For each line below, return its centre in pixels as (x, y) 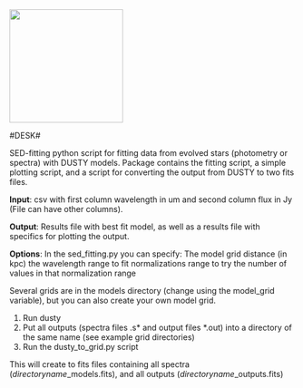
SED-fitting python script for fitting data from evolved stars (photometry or (149, 153)
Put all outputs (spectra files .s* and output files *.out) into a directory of (157, 327)
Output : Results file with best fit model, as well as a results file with (135, 227)
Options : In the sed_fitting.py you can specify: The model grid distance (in (148, 254)
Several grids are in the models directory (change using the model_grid (142, 291)
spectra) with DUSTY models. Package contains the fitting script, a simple (148, 163)
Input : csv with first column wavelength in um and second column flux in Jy (151, 199)
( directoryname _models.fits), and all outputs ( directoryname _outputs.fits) (147, 374)
